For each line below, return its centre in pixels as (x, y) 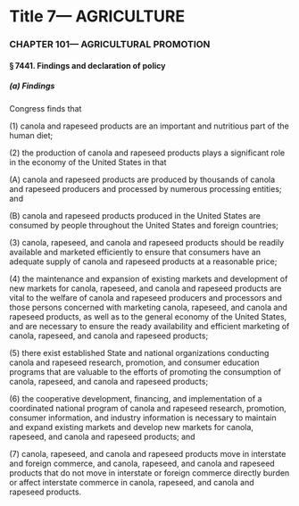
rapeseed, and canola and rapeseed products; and (102, 436)
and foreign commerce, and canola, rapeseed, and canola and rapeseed (142, 463)
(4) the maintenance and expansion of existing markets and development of (149, 278)
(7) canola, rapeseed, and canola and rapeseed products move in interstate (148, 453)
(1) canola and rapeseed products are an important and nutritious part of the (149, 126)
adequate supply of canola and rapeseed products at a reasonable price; (143, 261)
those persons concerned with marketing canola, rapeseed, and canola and (149, 307)
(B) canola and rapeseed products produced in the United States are (135, 215)
